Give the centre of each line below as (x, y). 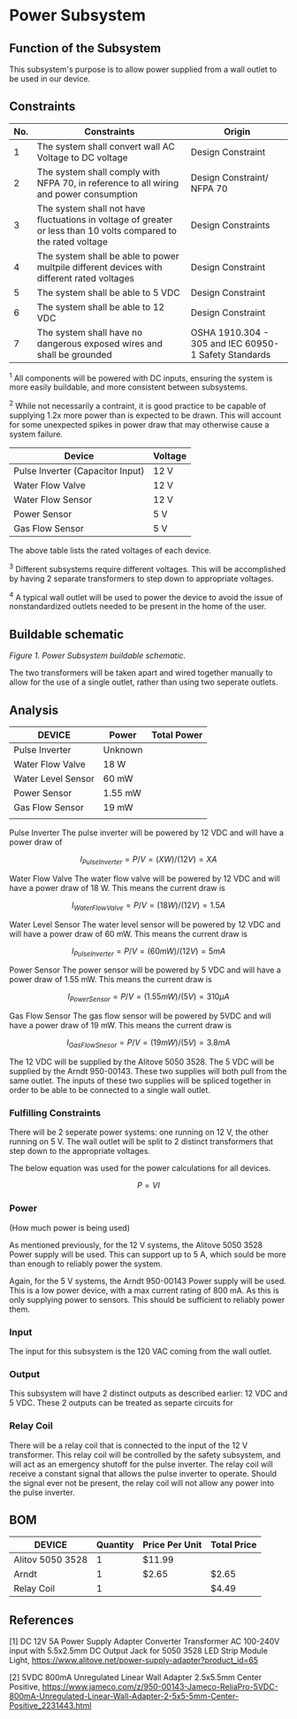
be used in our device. (50, 79)
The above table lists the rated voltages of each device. (110, 551)
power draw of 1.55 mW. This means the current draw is (110, 980)
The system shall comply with (99, 172)
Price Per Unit (172, 1545)
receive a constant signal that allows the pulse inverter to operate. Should (143, 1473)
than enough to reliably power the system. (86, 1264)
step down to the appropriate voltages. (80, 1151)
